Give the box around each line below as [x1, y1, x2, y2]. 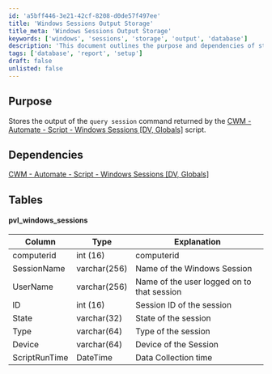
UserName [12, 281, 54, 292]
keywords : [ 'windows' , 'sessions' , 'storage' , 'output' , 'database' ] [8, 34, 249, 43]
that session [135, 286, 182, 297]
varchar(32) [76, 312, 123, 324]
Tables [8, 193, 43, 206]
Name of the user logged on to [135, 276, 252, 287]
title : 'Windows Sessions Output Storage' [8, 19, 154, 28]
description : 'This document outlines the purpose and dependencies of [8, 42, 255, 50]
